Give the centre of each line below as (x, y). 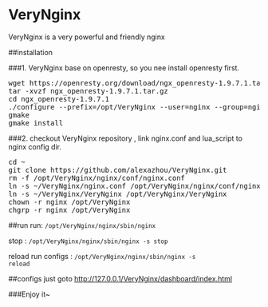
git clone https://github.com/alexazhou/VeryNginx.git (118, 170)
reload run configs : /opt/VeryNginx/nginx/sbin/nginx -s (102, 256)
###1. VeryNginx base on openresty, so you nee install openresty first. (124, 68)
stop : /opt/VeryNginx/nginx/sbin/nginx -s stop (88, 241)
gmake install (36, 123)
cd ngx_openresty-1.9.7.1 (59, 99)
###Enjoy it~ (29, 294)
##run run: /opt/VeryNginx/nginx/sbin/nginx (82, 225)
